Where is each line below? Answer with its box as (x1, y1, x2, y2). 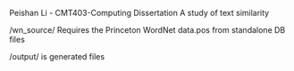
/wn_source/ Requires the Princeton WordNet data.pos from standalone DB (9, 25, 286, 35)
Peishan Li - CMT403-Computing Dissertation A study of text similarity (9, 8, 270, 18)
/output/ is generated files (9, 51, 105, 61)
